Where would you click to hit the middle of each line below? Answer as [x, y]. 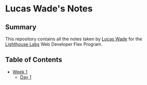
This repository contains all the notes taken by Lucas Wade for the [74, 39]
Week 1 [20, 72]
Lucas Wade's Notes [49, 9]
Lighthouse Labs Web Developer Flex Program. [54, 44]
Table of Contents [34, 60]
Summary [21, 27]
